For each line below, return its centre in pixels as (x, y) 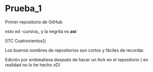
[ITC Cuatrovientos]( (25, 41)
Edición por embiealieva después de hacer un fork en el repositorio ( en (77, 59)
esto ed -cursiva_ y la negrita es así (41, 31)
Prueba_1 (24, 9)
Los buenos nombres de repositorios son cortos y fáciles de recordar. (75, 50)
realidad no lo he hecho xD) (33, 65)
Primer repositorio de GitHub (34, 22)
